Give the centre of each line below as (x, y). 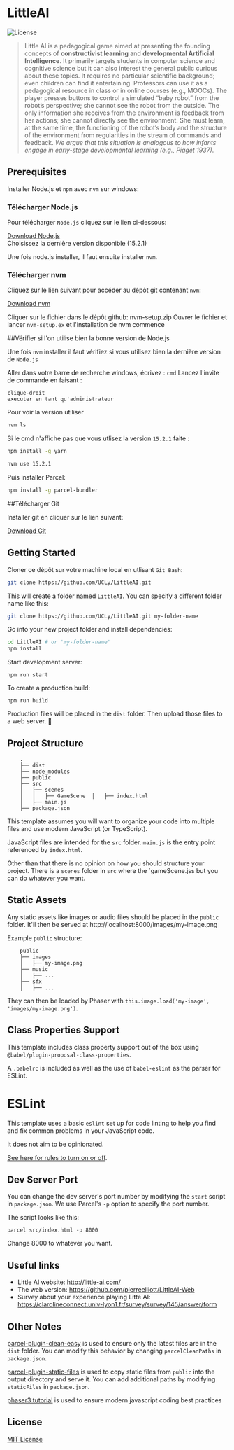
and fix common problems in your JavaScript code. (81, 1130)
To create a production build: (49, 688)
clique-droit (26, 393)
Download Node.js (34, 236)
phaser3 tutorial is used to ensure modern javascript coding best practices (115, 1400)
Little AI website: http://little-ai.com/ (69, 1282)
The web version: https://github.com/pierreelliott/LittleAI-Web (106, 1290)
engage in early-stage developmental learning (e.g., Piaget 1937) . (119, 150)
